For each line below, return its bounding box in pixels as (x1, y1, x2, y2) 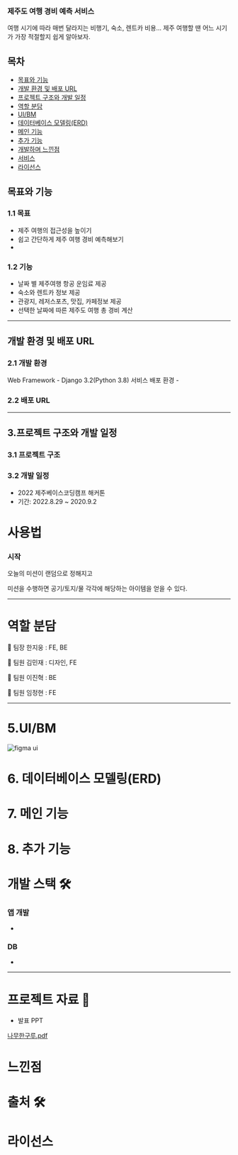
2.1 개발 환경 (7, 358, 47, 368)
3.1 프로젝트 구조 (7, 450, 61, 460)
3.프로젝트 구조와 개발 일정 (7, 427, 118, 439)
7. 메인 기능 (7, 806, 69, 822)
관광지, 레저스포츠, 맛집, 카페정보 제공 (17, 297, 122, 306)
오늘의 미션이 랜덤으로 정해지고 (7, 569, 93, 578)
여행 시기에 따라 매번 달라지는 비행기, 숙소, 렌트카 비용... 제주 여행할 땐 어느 (7, 23, 215, 33)
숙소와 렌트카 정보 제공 (17, 289, 81, 297)
